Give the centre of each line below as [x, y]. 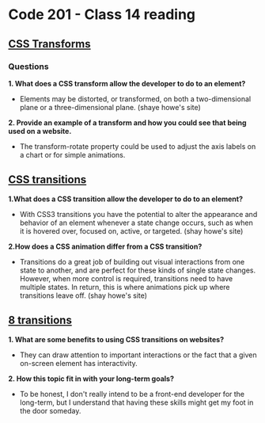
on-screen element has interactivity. [79, 363]
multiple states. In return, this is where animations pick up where [125, 287]
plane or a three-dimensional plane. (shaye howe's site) [110, 107]
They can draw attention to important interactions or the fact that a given [138, 355]
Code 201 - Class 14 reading [102, 15]
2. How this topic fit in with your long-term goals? [91, 379]
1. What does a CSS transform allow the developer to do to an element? [127, 83]
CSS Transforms [49, 44]
